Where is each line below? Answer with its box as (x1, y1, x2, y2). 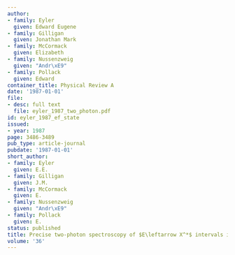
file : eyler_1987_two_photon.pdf (13, 108, 111, 115)
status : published (7, 224, 61, 231)
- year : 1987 (7, 127, 45, 134)
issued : (7, 120, 30, 128)
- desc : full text (7, 101, 61, 108)
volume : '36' (7, 238, 45, 245)
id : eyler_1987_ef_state (7, 114, 80, 121)
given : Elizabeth (13, 50, 64, 57)
